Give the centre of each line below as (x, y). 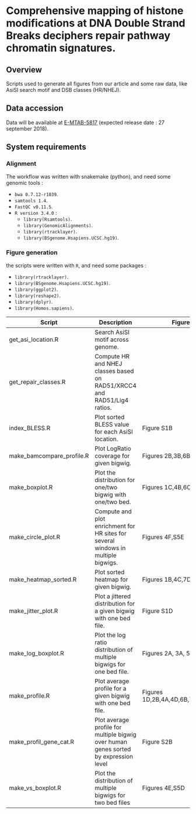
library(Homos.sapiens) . (44, 308)
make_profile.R (29, 696)
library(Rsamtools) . (48, 219)
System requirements (46, 147)
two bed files (112, 802)
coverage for (112, 456)
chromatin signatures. (61, 48)
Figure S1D (157, 611)
